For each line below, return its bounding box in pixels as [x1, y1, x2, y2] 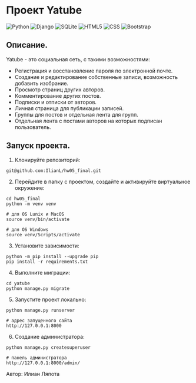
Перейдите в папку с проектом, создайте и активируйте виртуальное [14, 178, 191, 185]
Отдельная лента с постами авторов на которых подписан [14, 117, 162, 124]
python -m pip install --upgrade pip [6, 253, 99, 259]
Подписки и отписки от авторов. [14, 98, 97, 105]
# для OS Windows [6, 226, 49, 233]
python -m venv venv [6, 201, 57, 207]
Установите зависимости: [14, 242, 79, 249]
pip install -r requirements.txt [6, 259, 88, 265]
